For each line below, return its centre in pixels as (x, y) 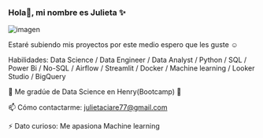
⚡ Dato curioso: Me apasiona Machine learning (84, 126)
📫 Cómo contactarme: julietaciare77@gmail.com (88, 107)
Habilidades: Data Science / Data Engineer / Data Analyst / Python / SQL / (128, 60)
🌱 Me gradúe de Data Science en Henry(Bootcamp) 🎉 (95, 92)
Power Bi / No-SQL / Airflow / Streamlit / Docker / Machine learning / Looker (131, 68)
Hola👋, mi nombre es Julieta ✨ (67, 13)
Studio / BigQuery (37, 77)
